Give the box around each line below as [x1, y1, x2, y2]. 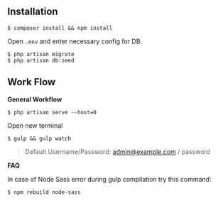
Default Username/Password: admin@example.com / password [24, 147, 211, 155]
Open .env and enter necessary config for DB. [7, 37, 143, 45]
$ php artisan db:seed [7, 57, 75, 64]
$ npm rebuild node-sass [7, 188, 81, 196]
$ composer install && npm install [7, 24, 113, 31]
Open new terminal [7, 121, 63, 130]
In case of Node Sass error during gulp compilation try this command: [7, 175, 212, 183]
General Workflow [7, 95, 62, 104]
